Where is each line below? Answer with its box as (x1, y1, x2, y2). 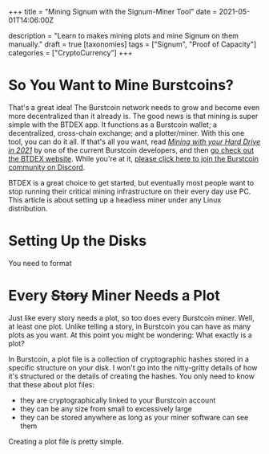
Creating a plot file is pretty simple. (8, 436, 124, 446)
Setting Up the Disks (8, 232, 147, 250)
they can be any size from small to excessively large (19, 403, 192, 413)
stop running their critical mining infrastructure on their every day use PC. (8, 186, 251, 196)
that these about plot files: (8, 379, 94, 389)
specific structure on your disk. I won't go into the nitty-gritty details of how (8, 362, 258, 372)
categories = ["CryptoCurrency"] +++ (8, 48, 134, 57)
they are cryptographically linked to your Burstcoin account (19, 395, 216, 405)
